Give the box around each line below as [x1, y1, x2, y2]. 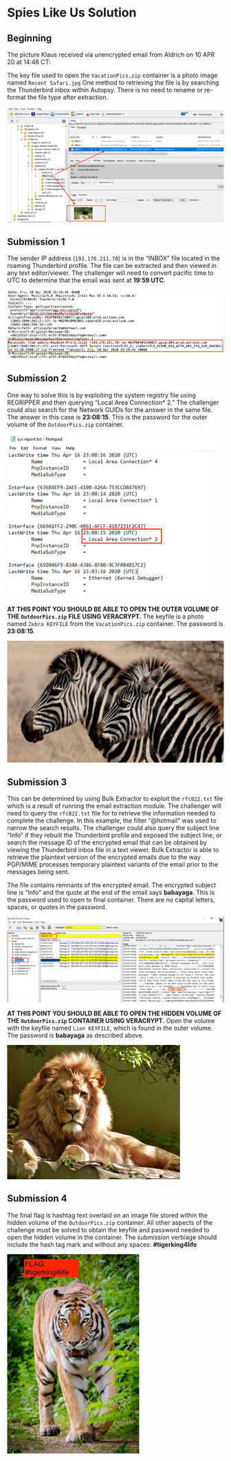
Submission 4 [7, 1193, 67, 1205]
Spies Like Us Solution [7, 5, 137, 21]
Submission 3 [7, 776, 67, 788]
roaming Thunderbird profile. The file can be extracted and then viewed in [7, 262, 217, 270]
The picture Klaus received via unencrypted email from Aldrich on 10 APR [7, 50, 215, 59]
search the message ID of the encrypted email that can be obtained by [7, 838, 208, 847]
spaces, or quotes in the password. [7, 903, 107, 911]
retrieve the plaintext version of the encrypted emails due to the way [7, 853, 201, 862]
